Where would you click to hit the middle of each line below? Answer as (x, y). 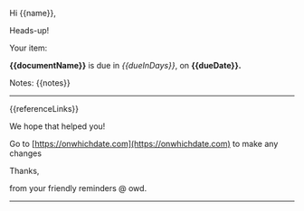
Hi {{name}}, (33, 13)
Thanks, (24, 171)
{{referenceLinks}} (44, 109)
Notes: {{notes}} (40, 83)
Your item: (28, 48)
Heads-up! (29, 30)
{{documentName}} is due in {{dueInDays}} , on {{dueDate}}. (125, 65)
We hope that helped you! (57, 126)
